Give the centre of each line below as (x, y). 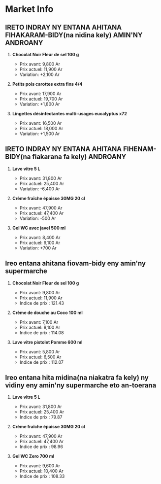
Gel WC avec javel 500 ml (39, 228)
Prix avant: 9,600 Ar (40, 466)
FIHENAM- (140, 149)
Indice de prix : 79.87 (41, 417)
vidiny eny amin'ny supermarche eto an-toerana (81, 385)
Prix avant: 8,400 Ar (40, 237)
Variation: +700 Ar (38, 248)
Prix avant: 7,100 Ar (39, 322)
